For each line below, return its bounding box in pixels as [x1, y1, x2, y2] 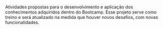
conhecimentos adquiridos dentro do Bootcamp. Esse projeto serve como [5, 9, 157, 15]
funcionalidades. [5, 19, 40, 25]
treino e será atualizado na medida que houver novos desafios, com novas [5, 14, 159, 20]
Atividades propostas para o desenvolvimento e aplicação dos [5, 4, 133, 10]
